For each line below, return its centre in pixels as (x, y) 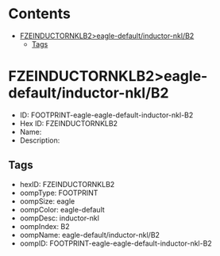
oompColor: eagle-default (62, 209)
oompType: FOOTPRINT (59, 193)
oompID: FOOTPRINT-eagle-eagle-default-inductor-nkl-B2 (116, 243)
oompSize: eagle (47, 201)
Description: (40, 140)
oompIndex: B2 (44, 226)
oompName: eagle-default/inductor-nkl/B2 (90, 235)
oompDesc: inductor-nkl (59, 218)
